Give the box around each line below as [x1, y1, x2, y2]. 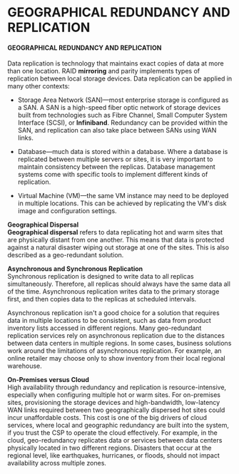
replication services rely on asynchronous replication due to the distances [7, 331, 225, 340]
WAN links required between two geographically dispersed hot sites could [7, 406, 225, 414]
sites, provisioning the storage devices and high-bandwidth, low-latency [7, 398, 220, 407]
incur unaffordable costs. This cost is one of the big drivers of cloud [7, 413, 208, 422]
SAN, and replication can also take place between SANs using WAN [17, 126, 217, 135]
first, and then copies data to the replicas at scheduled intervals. [7, 295, 197, 304]
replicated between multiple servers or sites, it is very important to [17, 155, 213, 164]
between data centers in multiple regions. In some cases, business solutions [7, 339, 232, 348]
